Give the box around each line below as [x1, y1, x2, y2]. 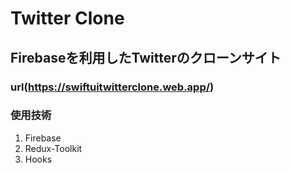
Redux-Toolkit [24, 142, 83, 154]
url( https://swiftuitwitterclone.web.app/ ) [10, 80, 215, 94]
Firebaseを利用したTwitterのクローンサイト [10, 49, 282, 66]
